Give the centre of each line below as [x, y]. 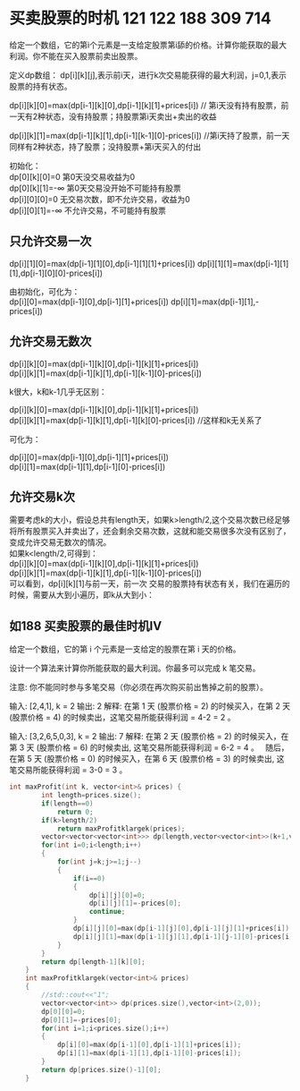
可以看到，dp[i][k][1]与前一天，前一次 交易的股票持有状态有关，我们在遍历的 [150, 584]
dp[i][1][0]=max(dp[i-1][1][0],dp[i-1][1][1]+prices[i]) [103, 263]
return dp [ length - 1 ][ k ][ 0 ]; [93, 962]
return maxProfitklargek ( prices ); [121, 829]
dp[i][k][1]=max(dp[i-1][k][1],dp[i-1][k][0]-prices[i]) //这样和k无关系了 [136, 420]
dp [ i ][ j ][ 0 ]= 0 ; [117, 895]
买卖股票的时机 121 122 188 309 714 [141, 18]
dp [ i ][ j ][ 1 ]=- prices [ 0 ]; [135, 903]
